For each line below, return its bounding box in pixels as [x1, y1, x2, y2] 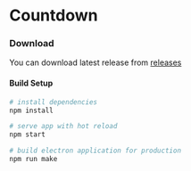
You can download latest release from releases [9, 57, 182, 68]
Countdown [9, 5, 98, 26]
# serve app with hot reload [9, 122, 118, 131]
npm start [9, 130, 46, 139]
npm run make [9, 155, 58, 164]
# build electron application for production [9, 146, 181, 156]
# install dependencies [9, 97, 98, 107]
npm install [9, 106, 54, 115]
